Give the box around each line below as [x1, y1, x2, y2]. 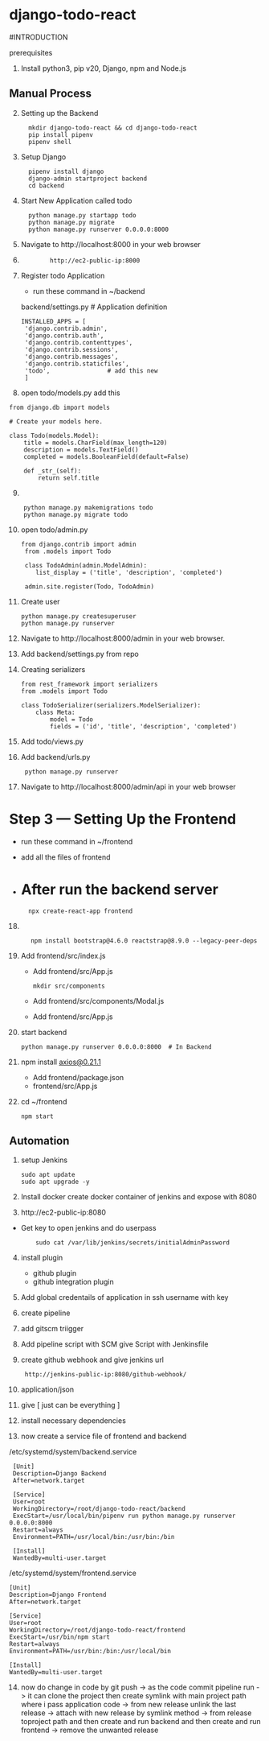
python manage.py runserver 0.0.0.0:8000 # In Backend [20, 1042, 212, 1051]
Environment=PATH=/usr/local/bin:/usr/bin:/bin [12, 1533, 175, 1541]
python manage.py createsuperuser [20, 612, 137, 621]
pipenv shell [28, 138, 72, 146]
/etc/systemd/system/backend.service [9, 1447, 137, 1457]
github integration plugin [32, 1277, 115, 1287]
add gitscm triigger [20, 1324, 84, 1334]
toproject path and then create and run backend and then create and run [20, 1717, 262, 1727]
